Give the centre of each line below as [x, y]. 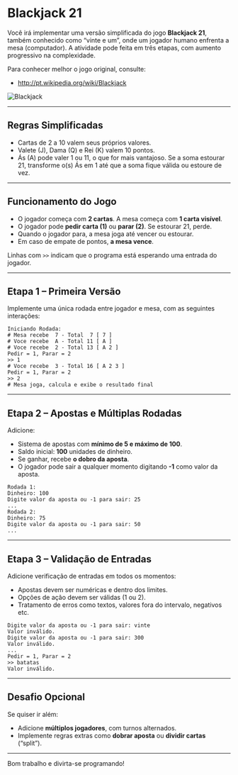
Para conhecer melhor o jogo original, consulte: [77, 69]
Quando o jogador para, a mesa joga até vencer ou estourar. [106, 234]
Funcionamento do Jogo [62, 202]
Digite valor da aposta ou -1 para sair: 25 [74, 500]
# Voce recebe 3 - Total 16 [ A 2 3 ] [66, 367]
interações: [24, 316]
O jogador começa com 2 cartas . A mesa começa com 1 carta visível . [120, 218]
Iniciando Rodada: [34, 329]
